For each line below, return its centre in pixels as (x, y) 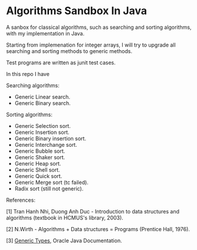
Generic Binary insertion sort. (50, 138)
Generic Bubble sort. (40, 151)
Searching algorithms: (33, 85)
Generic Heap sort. (38, 163)
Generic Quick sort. (38, 176)
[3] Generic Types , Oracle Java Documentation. (64, 241)
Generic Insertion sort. (42, 132)
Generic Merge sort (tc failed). (51, 182)
